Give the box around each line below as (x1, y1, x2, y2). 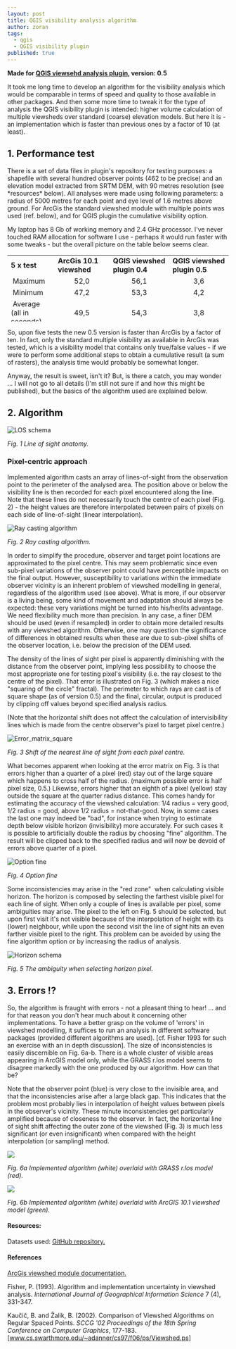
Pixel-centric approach (7, 457, 88, 467)
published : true (7, 50, 55, 57)
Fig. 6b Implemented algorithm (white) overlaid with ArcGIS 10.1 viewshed (7, 1198, 220, 1206)
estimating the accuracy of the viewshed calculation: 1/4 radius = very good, (7, 798, 229, 807)
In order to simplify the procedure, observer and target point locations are (7, 551, 221, 560)
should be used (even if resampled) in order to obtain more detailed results (7, 618, 224, 627)
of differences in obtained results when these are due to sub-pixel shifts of (7, 633, 223, 641)
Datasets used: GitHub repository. (7, 1237, 105, 1246)
